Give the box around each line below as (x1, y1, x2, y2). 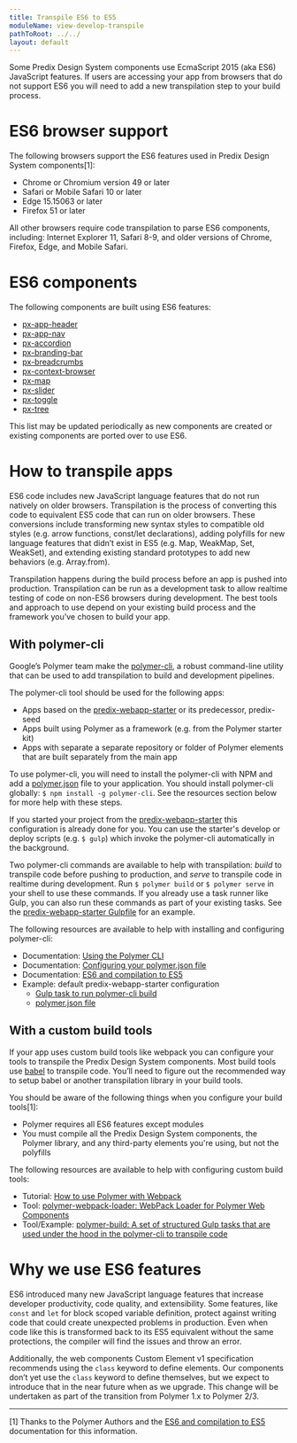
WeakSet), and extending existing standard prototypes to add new (9, 547, 250, 558)
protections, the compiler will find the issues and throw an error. (9, 1336, 242, 1346)
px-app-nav (21, 329, 66, 339)
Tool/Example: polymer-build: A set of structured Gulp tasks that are (21, 1219, 271, 1229)
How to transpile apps (9, 462, 173, 481)
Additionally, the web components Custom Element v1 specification (9, 1353, 255, 1363)
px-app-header (21, 319, 78, 330)
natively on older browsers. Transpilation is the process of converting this (9, 500, 277, 511)
